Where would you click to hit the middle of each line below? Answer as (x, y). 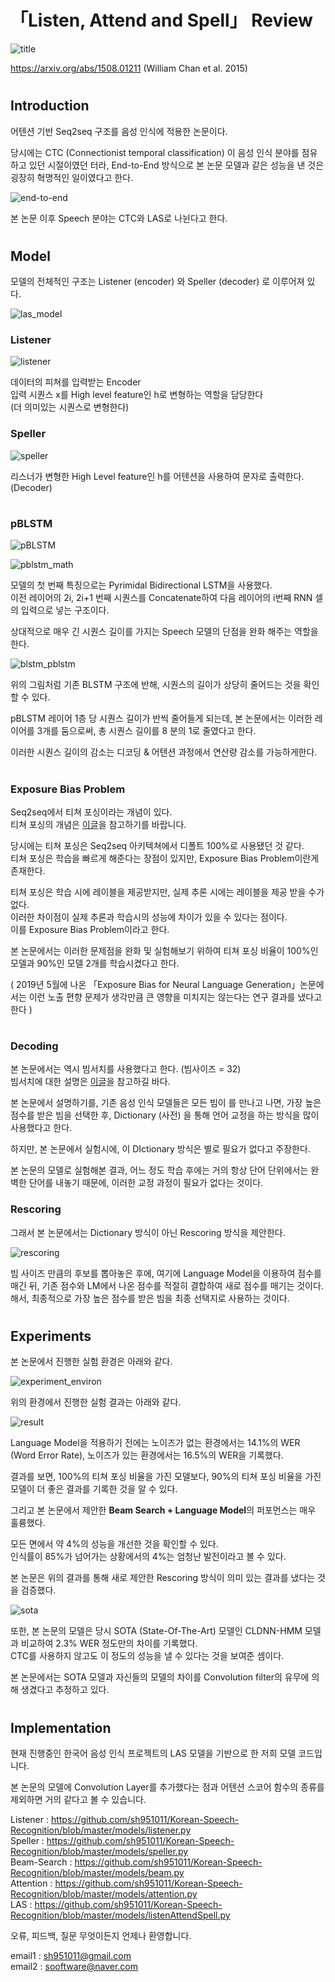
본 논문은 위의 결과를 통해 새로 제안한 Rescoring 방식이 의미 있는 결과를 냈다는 (163, 1578)
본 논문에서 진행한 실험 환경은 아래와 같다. (91, 1362)
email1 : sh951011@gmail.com (71, 1955)
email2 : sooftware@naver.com (74, 1966)
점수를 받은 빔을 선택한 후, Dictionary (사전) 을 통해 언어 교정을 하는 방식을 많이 (165, 1115)
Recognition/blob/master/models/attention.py (104, 1893)
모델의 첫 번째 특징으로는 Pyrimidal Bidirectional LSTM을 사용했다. (141, 585)
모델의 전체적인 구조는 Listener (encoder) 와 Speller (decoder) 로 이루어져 (157, 282)
